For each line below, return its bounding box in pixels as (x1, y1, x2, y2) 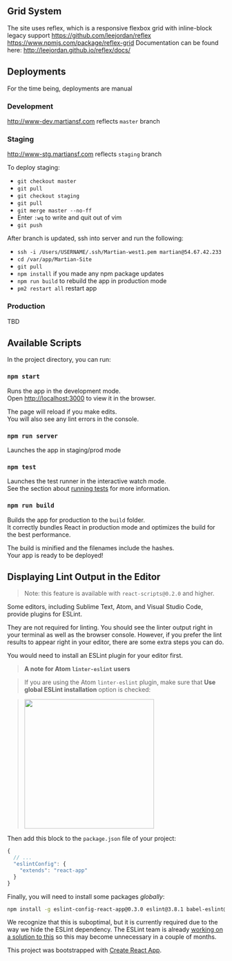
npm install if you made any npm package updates (17, 269, 164, 278)
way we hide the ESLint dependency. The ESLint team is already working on (7, 925, 223, 934)
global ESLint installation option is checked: (23, 686, 151, 694)
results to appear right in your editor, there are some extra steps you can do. (7, 638, 224, 646)
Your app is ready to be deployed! (7, 551, 104, 559)
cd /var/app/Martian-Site (17, 256, 92, 263)
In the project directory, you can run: (7, 356, 111, 364)
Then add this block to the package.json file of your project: (7, 835, 176, 843)
